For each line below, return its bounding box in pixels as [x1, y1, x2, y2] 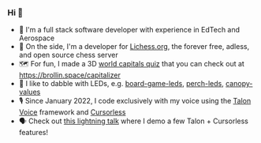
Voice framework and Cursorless [18, 107, 126, 117]
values [18, 87, 41, 97]
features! [18, 128, 49, 137]
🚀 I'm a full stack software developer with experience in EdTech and [18, 25, 240, 35]
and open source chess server [18, 51, 119, 60]
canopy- [225, 79, 253, 88]
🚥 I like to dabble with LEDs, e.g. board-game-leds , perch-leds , [18, 79, 224, 88]
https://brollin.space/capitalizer [18, 70, 121, 80]
